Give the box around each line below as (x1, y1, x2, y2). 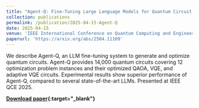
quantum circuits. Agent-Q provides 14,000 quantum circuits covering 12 (6, 58, 184, 66)
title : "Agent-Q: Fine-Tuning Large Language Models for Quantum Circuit (6, 8, 192, 15)
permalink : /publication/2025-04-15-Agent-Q (6, 19, 118, 25)
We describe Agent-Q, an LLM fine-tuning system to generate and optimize (6, 53, 190, 59)
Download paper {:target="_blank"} (6, 95, 96, 102)
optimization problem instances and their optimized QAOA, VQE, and (6, 65, 173, 71)
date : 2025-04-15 (6, 25, 49, 31)
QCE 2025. (6, 84, 33, 90)
